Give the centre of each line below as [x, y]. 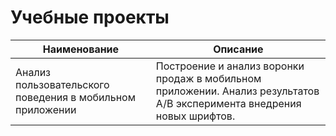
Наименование [81, 49]
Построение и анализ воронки [230, 66]
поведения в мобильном [75, 97]
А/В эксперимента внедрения [228, 103]
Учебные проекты [90, 17]
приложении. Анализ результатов [237, 91]
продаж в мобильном [208, 78]
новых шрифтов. [195, 116]
